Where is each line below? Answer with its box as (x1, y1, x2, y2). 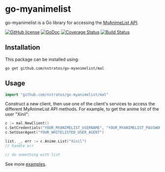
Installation (5, 43, 40, 52)
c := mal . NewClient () (5, 121, 50, 126)
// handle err (5, 143, 34, 148)
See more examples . (5, 161, 47, 167)
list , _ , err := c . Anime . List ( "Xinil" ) (5, 139, 87, 144)
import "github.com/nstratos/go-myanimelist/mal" (5, 92, 109, 97)
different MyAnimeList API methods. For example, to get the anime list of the (5, 106, 160, 112)
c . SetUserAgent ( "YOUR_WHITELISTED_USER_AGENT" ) (5, 130, 105, 135)
